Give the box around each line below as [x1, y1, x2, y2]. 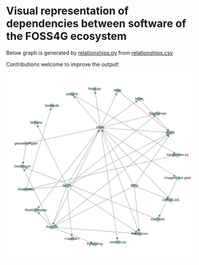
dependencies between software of [6, 17, 186, 30]
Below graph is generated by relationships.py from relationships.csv [6, 49, 173, 56]
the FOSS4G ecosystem [6, 30, 127, 43]
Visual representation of [6, 4, 129, 18]
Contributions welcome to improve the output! [6, 61, 119, 68]
